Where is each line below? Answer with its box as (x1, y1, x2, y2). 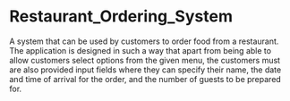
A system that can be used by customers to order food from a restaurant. (9, 36, 279, 46)
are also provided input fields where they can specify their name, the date (9, 64, 282, 75)
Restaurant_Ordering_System (9, 6, 233, 27)
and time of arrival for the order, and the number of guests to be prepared (9, 73, 282, 84)
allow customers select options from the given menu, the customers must (9, 55, 280, 65)
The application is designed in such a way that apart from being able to (9, 45, 271, 55)
